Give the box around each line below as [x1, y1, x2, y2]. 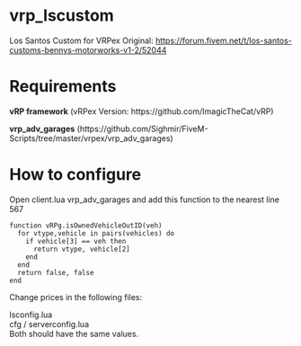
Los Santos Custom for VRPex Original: [9, 35, 155, 46]
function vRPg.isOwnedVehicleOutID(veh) [9, 221, 164, 230]
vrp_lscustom [9, 5, 114, 26]
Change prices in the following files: [9, 291, 143, 302]
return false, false [17, 268, 94, 277]
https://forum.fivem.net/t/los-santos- [155, 35, 292, 46]
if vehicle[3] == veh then [25, 236, 127, 245]
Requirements [9, 76, 117, 97]
